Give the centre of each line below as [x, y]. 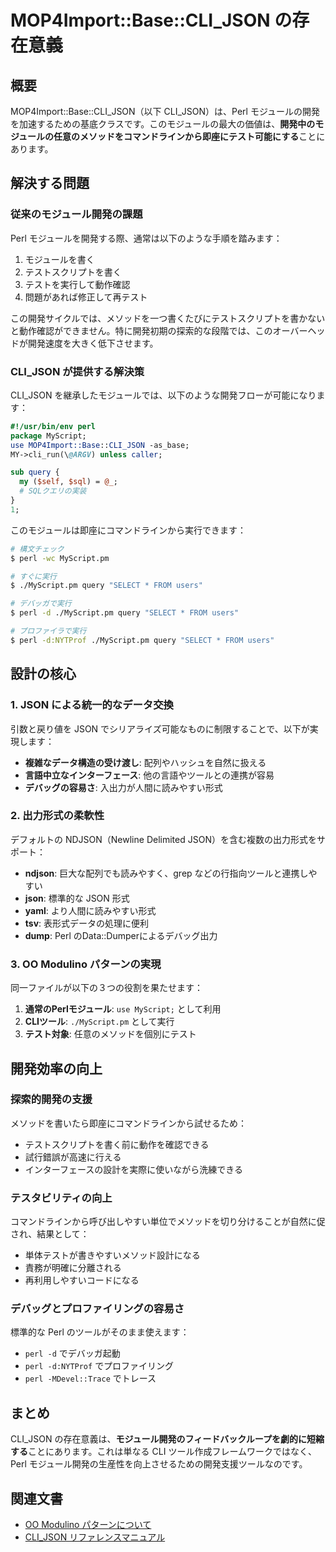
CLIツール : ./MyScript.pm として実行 [99, 1022]
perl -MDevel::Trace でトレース [90, 1378]
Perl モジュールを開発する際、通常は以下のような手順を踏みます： [146, 238]
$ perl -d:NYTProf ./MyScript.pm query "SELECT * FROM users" [142, 640]
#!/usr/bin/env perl [53, 426]
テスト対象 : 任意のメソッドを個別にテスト [110, 1034]
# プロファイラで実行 [48, 631]
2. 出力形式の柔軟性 [57, 816]
